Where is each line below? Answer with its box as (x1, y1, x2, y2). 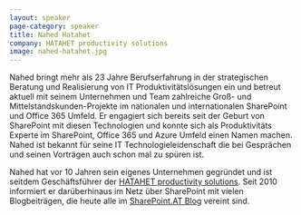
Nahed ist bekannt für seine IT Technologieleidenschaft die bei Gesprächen (9, 140, 292, 151)
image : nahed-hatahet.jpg (9, 47, 107, 56)
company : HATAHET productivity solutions (9, 38, 169, 48)
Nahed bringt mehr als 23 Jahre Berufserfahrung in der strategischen (9, 72, 269, 83)
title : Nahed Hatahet (9, 30, 92, 39)
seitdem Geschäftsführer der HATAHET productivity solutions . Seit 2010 (9, 176, 278, 187)
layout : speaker (9, 13, 71, 23)
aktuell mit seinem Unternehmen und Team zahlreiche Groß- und (9, 92, 252, 103)
